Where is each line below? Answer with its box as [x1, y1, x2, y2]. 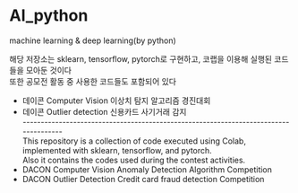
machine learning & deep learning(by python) [9, 35, 176, 46]
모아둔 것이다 [25, 65, 72, 75]
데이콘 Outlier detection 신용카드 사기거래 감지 [21, 106, 187, 117]
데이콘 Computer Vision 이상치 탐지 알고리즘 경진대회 [21, 95, 211, 106]
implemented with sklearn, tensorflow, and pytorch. [21, 145, 212, 155]
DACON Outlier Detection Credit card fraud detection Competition [21, 173, 265, 184]
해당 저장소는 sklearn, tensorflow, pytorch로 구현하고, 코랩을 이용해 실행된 [9, 53, 273, 64]
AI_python [9, 5, 89, 26]
